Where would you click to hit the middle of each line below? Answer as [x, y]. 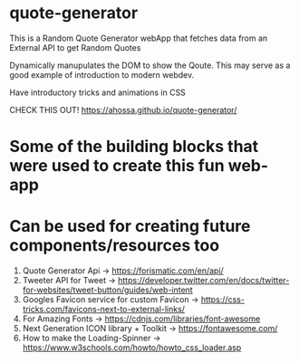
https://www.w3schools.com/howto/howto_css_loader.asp [132, 348]
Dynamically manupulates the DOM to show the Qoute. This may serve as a [150, 65]
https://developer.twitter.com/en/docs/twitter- [203, 281]
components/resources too [115, 246]
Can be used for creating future [130, 227]
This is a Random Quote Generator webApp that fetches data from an [139, 38]
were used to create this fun [117, 166]
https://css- [222, 300]
